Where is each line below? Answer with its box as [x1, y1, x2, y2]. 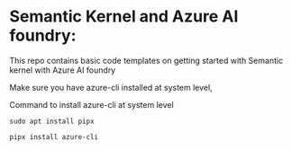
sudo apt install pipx [9, 117, 95, 126]
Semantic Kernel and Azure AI [9, 6, 239, 27]
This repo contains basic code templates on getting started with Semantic [9, 55, 284, 66]
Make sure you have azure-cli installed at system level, [9, 82, 214, 93]
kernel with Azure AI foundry [9, 65, 116, 75]
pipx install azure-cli [9, 132, 99, 141]
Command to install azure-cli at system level [9, 99, 174, 110]
